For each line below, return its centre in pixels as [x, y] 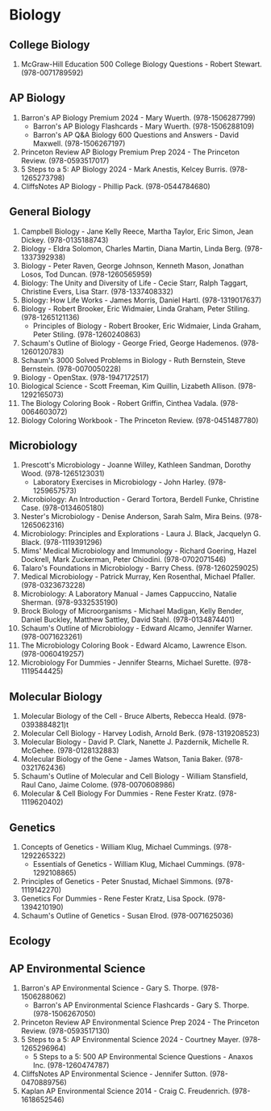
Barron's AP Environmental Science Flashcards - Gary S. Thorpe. [141, 1005]
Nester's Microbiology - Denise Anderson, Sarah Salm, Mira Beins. [131, 517]
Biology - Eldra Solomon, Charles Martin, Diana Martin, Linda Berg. [131, 248]
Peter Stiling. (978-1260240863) [87, 334]
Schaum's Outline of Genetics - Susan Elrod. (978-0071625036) [127, 916]
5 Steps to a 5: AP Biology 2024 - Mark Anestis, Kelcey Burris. [124, 169]
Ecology [30, 941]
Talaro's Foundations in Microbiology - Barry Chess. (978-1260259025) [140, 568]
